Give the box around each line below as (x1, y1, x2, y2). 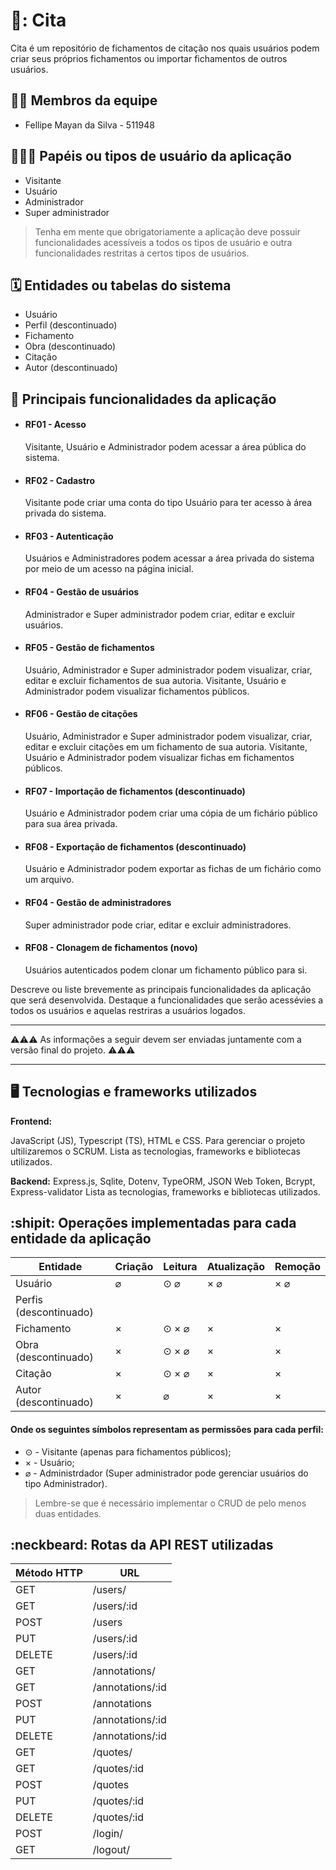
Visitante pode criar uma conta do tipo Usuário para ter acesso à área (24, 497, 313, 509)
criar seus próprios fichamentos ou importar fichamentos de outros (10, 52, 288, 64)
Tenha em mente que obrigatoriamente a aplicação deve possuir (34, 225, 301, 238)
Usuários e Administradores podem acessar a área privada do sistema (24, 552, 315, 564)
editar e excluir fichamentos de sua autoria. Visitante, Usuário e (24, 674, 287, 686)
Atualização (206, 1260, 266, 1274)
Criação (114, 1260, 154, 1274)
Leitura (163, 1260, 198, 1274)
